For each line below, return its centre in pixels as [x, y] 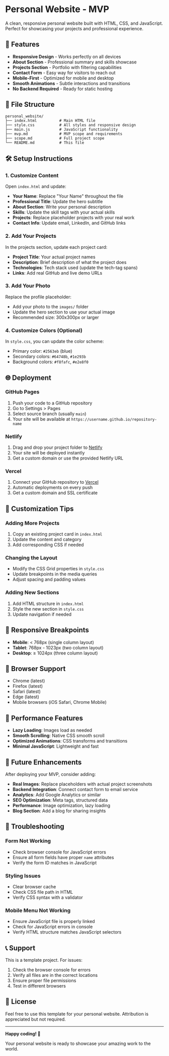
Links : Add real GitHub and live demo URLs [57, 273]
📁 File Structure [30, 105]
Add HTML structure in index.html [48, 604]
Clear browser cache [34, 886]
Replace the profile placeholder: [38, 297]
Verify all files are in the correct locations [55, 975]
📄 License [21, 1002]
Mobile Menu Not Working [38, 910]
